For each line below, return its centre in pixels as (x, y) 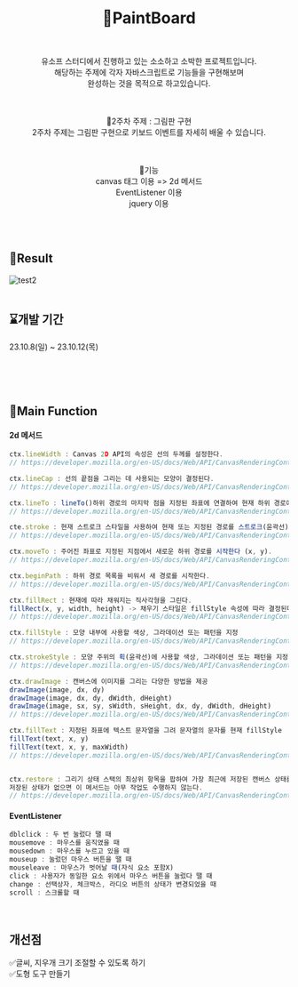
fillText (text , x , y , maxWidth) (69, 747)
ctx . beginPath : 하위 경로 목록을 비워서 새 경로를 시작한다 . (110, 576)
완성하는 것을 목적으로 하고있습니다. (149, 83)
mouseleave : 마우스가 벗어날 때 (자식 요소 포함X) (92, 867)
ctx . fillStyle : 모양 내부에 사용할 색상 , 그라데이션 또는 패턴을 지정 (124, 633)
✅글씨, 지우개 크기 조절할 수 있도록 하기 (78, 963)
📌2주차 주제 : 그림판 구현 (149, 121)
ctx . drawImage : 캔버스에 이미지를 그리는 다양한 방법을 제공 (109, 681)
